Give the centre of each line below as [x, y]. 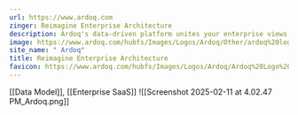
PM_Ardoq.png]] [39, 101]
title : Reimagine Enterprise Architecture [89, 58]
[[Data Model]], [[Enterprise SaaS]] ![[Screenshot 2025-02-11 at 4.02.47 [141, 92]
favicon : [25, 67]
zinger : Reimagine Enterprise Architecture [91, 26]
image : [21, 42]
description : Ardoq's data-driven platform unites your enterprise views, [150, 34]
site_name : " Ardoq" [47, 50]
